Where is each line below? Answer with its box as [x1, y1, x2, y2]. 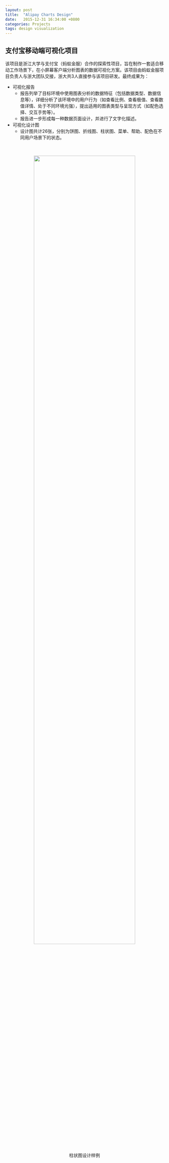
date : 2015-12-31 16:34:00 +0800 [5, 17, 80, 22]
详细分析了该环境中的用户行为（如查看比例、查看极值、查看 [35, 97, 159, 103]
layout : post [5, 7, 33, 13]
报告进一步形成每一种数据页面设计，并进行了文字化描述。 [20, 115, 139, 121]
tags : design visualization [5, 26, 64, 31]
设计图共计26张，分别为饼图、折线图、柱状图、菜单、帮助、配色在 [20, 128, 158, 134]
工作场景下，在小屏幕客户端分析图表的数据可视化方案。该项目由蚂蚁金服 [9, 67, 159, 73]
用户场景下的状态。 [24, 134, 64, 141]
